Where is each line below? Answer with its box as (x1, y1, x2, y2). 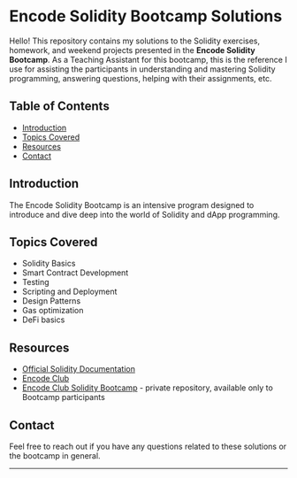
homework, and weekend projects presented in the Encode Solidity (9, 44, 256, 55)
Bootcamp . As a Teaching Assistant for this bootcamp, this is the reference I (9, 54, 287, 65)
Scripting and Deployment (21, 286, 118, 297)
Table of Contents (9, 99, 110, 114)
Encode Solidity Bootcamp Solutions (9, 6, 283, 27)
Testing (21, 277, 50, 288)
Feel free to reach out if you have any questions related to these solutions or (9, 441, 287, 451)
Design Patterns (21, 296, 81, 306)
